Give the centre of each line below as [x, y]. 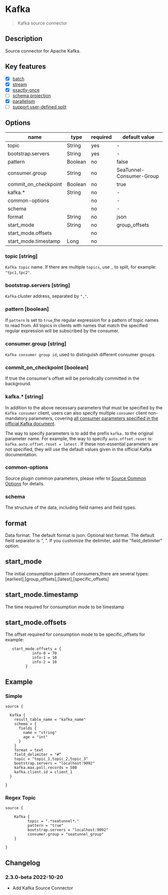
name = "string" [40, 733]
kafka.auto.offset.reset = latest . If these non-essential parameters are [82, 444]
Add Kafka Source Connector [43, 888]
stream [20, 84]
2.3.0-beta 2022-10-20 [34, 877]
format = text [29, 750]
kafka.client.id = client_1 [43, 772]
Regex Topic [20, 797]
